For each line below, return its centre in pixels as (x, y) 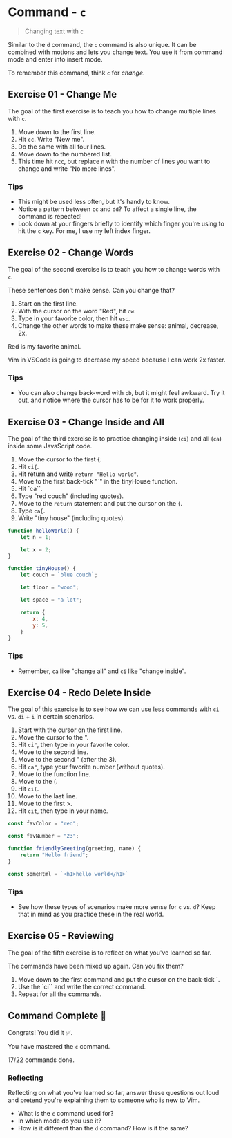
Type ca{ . (31, 511)
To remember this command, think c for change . (76, 73)
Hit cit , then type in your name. (63, 811)
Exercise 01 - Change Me (62, 94)
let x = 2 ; (36, 550)
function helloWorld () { (43, 531)
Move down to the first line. (57, 131)
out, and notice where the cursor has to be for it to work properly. (111, 400)
